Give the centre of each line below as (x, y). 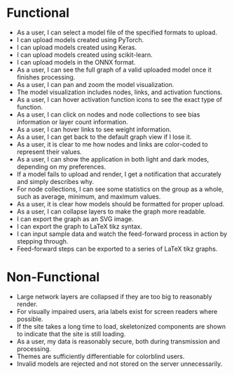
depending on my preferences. (61, 166)
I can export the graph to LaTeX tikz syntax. (80, 226)
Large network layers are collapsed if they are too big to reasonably (114, 296)
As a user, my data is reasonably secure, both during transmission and (118, 341)
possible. (30, 319)
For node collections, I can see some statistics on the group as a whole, (120, 189)
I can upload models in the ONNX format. (76, 62)
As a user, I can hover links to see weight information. (94, 129)
